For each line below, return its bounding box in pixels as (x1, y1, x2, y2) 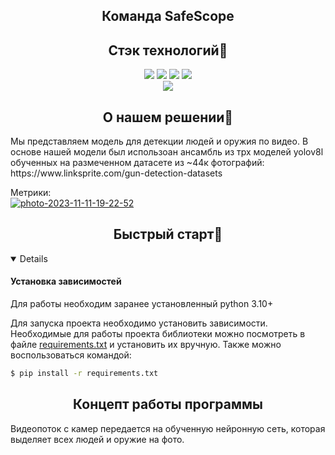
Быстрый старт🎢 (113, 226, 223, 243)
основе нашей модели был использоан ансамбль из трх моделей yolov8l (10, 146, 324, 158)
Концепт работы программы (73, 396, 263, 413)
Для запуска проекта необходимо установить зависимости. (10, 317, 268, 329)
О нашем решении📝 (102, 109, 234, 126)
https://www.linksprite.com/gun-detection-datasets (10, 167, 223, 179)
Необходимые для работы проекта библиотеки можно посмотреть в (10, 328, 306, 340)
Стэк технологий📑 (108, 42, 228, 59)
